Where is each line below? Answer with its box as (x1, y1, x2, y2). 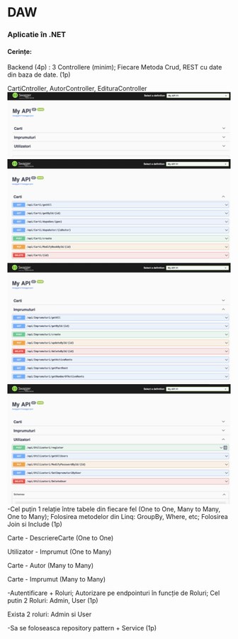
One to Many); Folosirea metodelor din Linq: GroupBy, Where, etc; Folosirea (7, 512, 228, 520)
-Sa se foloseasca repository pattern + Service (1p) (7, 623, 157, 632)
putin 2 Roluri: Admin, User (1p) (7, 596, 98, 604)
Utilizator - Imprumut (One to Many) (7, 547, 112, 556)
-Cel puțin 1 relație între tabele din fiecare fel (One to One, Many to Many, (7, 505, 221, 513)
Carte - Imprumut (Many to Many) (7, 574, 106, 583)
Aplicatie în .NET (7, 30, 67, 40)
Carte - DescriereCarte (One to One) (7, 533, 114, 542)
